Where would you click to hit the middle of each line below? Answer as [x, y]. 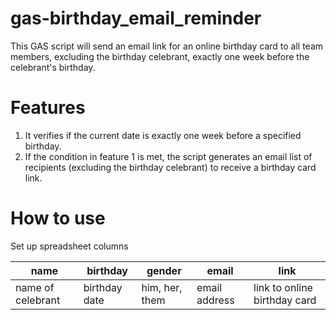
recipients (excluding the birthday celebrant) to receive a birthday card [170, 167]
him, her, [162, 287]
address [215, 300]
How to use [58, 218]
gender [164, 270]
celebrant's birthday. [53, 67]
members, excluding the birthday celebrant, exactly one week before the [160, 56]
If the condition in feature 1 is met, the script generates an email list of [168, 156]
